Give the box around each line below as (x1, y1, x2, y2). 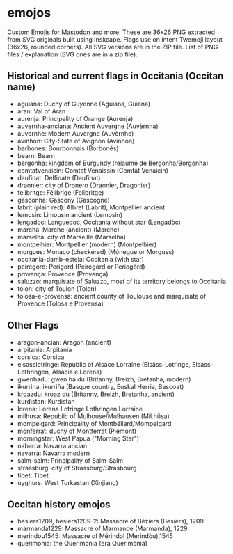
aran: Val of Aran (17, 106, 66, 116)
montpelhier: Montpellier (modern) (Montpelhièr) (17, 240, 157, 248)
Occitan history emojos (7, 498, 111, 510)
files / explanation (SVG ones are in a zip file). (7, 50, 138, 58)
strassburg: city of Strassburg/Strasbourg (17, 464, 137, 472)
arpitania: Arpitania (17, 345, 72, 354)
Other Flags (7, 319, 59, 331)
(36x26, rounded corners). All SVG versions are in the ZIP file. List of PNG (7, 42, 218, 51)
